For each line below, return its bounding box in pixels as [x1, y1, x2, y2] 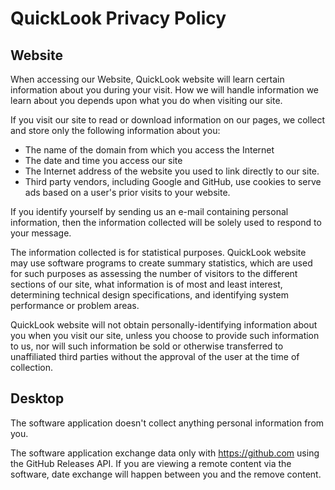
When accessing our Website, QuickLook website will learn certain [10, 73, 285, 85]
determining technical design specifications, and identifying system [10, 289, 289, 301]
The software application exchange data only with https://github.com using [10, 447, 320, 459]
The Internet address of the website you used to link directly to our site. [24, 165, 320, 177]
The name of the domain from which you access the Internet [24, 144, 275, 156]
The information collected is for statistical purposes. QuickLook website [10, 247, 307, 258]
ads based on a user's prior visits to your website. [24, 187, 231, 198]
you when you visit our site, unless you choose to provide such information [10, 330, 320, 341]
